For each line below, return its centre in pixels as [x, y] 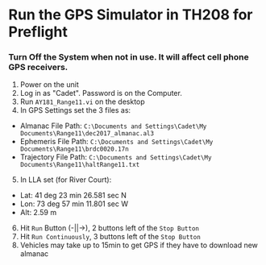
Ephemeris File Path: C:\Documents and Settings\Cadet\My [116, 142]
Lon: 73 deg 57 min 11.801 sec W [74, 204]
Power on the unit [49, 85]
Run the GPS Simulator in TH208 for [131, 15]
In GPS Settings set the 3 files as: [75, 110]
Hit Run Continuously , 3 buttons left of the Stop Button [110, 237]
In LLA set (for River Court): [66, 180]
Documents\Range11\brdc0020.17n [74, 149]
